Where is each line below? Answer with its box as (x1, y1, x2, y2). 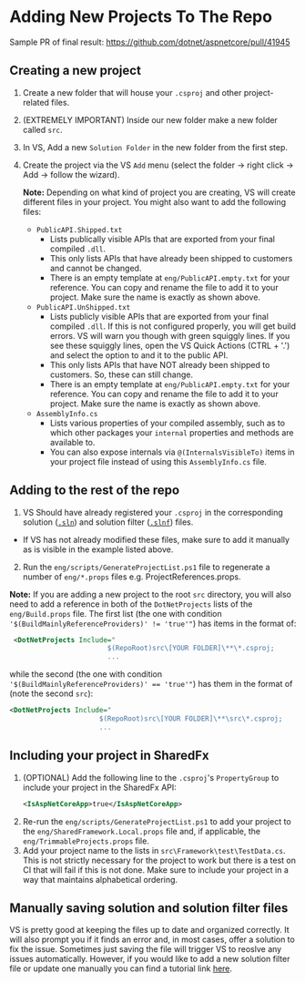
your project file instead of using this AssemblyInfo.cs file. (49, 456, 267, 466)
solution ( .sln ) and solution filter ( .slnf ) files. (22, 517, 194, 527)
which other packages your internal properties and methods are (49, 426, 294, 438)
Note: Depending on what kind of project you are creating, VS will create (22, 187, 296, 198)
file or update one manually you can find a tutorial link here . (9, 963, 233, 974)
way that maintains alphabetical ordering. (22, 874, 178, 885)
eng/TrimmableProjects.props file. (22, 835, 150, 846)
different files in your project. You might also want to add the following (22, 196, 287, 207)
